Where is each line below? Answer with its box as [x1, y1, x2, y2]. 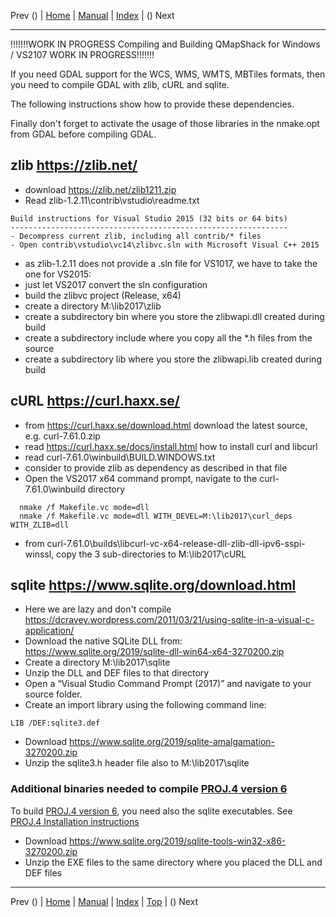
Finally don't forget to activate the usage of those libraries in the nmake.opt [10, 118, 320, 129]
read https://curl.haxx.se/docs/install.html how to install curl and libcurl [24, 440, 318, 452]
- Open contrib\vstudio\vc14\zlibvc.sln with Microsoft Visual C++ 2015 [10, 240, 320, 250]
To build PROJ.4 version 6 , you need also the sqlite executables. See [10, 805, 293, 817]
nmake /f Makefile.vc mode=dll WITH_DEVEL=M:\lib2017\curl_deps [19, 511, 293, 521]
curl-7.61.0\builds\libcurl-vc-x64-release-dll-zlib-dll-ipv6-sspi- [46, 537, 306, 549]
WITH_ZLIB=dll [10, 520, 70, 530]
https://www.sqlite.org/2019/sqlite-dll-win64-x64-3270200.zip [24, 646, 285, 658]
